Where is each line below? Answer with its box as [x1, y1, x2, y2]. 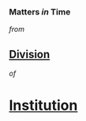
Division [9, 47, 50, 61]
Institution [9, 96, 78, 115]
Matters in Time [9, 6, 71, 18]
